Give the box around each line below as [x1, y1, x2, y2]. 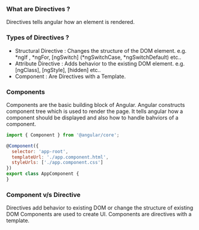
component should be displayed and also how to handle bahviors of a [6, 113, 179, 121]
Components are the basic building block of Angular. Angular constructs [6, 101, 185, 108]
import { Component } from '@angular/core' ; [6, 132, 120, 138]
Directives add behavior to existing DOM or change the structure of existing [6, 204, 194, 211]
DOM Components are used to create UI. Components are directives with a [6, 211, 192, 218]
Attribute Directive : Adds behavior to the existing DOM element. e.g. [14, 59, 185, 67]
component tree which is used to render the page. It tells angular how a [6, 107, 183, 115]
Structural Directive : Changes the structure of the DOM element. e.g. [14, 47, 187, 54]
